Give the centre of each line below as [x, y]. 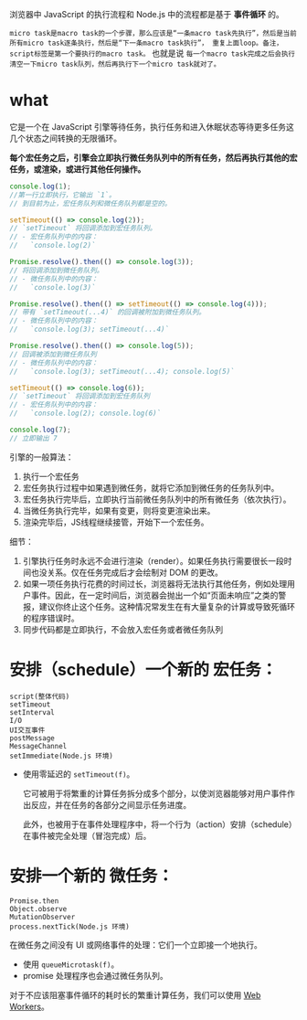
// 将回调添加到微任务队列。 [57, 270]
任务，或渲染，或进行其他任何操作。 [78, 169]
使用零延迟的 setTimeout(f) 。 [79, 774]
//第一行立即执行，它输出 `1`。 [63, 195]
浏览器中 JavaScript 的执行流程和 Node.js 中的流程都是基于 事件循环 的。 [147, 14]
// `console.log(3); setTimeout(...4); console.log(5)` [122, 371]
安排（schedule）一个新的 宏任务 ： [143, 670]
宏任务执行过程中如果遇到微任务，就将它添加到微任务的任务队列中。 [151, 487]
